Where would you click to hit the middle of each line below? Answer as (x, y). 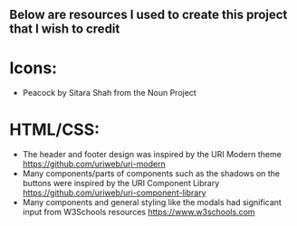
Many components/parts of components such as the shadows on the (151, 174)
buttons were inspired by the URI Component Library (121, 184)
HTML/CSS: (55, 129)
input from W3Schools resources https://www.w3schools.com (139, 212)
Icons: (33, 68)
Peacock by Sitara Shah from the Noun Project (109, 93)
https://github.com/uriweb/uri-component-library (114, 193)
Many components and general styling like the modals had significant (152, 202)
